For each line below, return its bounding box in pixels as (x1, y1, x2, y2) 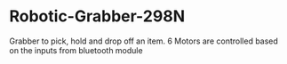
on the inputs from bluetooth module (9, 44, 144, 55)
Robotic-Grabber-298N (9, 6, 185, 27)
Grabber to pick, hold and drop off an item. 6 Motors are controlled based (9, 36, 278, 46)
